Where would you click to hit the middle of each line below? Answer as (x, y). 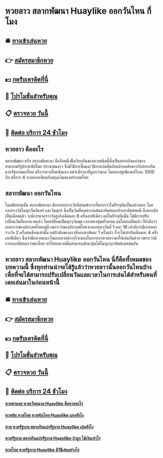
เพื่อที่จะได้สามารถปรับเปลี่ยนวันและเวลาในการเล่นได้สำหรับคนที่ (81, 275)
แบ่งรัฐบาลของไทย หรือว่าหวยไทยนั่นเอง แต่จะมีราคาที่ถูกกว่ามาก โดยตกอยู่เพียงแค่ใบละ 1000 (80, 172)
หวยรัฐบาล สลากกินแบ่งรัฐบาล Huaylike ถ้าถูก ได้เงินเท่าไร (53, 438)
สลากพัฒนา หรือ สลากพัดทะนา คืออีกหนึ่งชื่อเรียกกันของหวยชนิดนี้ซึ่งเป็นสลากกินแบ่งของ (75, 161)
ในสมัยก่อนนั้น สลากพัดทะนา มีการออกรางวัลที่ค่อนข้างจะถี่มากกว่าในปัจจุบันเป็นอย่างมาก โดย (79, 205)
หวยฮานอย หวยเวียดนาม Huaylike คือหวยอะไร (44, 404)
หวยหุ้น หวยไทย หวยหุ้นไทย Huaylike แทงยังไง (44, 415)
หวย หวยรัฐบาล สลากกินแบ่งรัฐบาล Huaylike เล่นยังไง (49, 427)
